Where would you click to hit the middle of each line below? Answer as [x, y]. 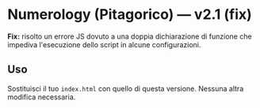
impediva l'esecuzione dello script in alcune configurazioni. [104, 44]
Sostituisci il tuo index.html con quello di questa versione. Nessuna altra [126, 88]
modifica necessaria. [42, 97]
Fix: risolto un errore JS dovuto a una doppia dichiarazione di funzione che [130, 36]
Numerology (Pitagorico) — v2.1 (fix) [130, 15]
